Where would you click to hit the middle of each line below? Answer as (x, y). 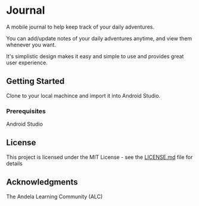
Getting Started (35, 81)
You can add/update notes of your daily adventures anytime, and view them (99, 38)
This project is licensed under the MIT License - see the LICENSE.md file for (99, 157)
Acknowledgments (42, 182)
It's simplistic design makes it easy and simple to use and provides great (95, 56)
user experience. (27, 63)
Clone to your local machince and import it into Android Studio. (83, 95)
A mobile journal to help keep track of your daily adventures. (80, 27)
